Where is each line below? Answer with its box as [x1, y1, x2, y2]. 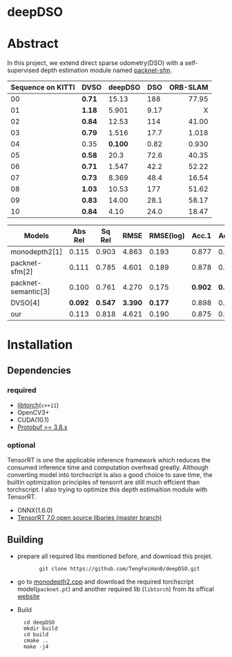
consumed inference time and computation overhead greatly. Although [7, 463, 209, 471]
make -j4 [23, 643, 49, 651]
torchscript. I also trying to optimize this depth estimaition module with [7, 485, 208, 494]
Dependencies [7, 364, 71, 376]
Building [7, 534, 43, 546]
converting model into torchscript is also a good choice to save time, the [7, 471, 213, 479]
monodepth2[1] [10, 247, 63, 257]
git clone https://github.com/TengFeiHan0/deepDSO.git [39, 566, 200, 573]
